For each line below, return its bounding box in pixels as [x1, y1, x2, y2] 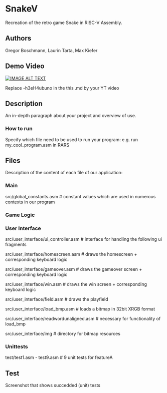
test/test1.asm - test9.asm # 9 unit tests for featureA [5, 354, 113, 360]
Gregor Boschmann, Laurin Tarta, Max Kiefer [5, 47, 98, 53]
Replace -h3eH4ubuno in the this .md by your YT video [5, 85, 119, 91]
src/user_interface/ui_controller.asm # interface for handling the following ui [5, 236, 162, 242]
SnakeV [5, 3, 38, 15]
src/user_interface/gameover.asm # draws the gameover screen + [5, 266, 142, 272]
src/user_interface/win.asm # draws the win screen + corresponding [5, 281, 147, 287]
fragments [5, 241, 27, 247]
